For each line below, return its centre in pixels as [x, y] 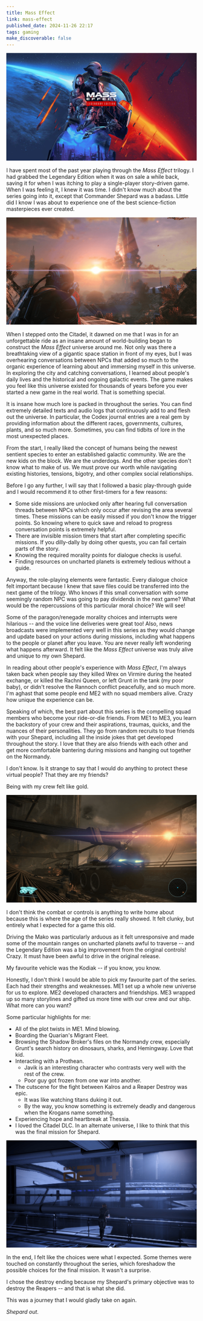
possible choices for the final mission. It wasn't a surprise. [79, 1270]
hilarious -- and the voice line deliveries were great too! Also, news [90, 624]
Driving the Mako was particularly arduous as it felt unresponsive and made [100, 937]
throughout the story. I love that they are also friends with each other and [97, 744]
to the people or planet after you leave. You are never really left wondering [99, 643]
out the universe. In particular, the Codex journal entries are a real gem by [98, 417]
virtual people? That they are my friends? [57, 775]
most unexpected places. [38, 436]
